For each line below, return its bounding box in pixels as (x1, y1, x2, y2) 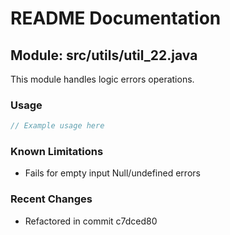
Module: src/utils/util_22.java (10, 47, 198, 64)
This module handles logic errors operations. (10, 73, 195, 85)
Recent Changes (10, 192, 93, 206)
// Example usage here (10, 121, 105, 131)
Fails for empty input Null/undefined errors (24, 167, 201, 179)
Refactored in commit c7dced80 (24, 215, 158, 227)
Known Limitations (10, 145, 104, 159)
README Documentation (10, 7, 222, 30)
